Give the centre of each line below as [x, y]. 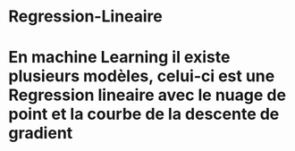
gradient [41, 134]
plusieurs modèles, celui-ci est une [142, 76]
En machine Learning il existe [119, 58]
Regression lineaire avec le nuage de [147, 95]
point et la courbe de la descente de [144, 114]
